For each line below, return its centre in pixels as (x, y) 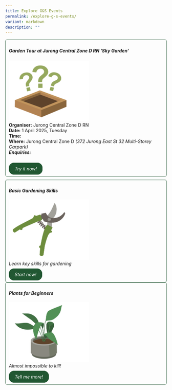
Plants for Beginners (31, 293)
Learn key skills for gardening (40, 263)
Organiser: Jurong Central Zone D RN (49, 125)
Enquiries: (20, 152)
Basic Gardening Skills (33, 191)
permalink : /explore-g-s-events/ (41, 16)
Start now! (26, 274)
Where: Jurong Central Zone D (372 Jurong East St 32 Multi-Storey (80, 141)
